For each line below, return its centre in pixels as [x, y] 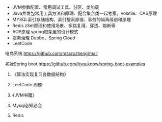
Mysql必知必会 [27, 105]
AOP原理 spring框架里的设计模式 [45, 32]
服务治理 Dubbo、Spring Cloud [43, 38]
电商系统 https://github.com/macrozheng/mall [52, 53]
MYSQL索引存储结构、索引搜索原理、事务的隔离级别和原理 [71, 19]
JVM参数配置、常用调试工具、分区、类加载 [56, 7]
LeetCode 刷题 [27, 85]
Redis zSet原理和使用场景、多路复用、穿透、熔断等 [64, 25]
